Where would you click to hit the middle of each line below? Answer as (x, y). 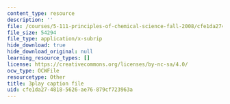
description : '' (30, 20)
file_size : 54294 (32, 32)
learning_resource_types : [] (49, 58)
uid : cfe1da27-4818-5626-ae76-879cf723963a (70, 90)
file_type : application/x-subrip (55, 39)
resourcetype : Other (37, 77)
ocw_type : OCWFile (33, 70)
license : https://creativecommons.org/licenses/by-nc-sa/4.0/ (98, 64)
